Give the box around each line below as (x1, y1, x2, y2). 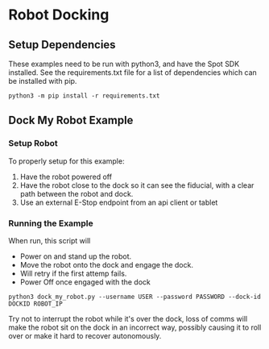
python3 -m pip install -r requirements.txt (8, 92, 160, 100)
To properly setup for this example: (8, 156, 125, 166)
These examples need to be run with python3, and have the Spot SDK (8, 59, 240, 69)
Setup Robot (8, 138, 58, 149)
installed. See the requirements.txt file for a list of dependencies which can (8, 68, 258, 77)
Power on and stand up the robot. (19, 251, 132, 261)
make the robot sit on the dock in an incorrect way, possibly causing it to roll (8, 322, 262, 332)
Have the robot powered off (19, 172, 113, 181)
